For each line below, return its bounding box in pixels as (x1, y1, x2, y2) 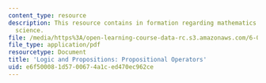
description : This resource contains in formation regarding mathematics (8, 19, 257, 27)
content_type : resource (8, 11, 87, 20)
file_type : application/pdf (8, 41, 101, 49)
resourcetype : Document (8, 48, 87, 56)
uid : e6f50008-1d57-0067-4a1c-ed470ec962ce (8, 63, 154, 71)
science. (15, 26, 44, 34)
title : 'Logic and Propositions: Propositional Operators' (8, 56, 207, 64)
